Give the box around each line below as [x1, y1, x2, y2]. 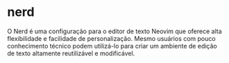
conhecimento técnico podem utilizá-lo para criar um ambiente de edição [7, 42, 217, 50]
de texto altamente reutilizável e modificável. [7, 49, 135, 57]
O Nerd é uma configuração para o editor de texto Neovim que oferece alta [7, 27, 222, 35]
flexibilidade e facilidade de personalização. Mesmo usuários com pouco [7, 34, 217, 42]
